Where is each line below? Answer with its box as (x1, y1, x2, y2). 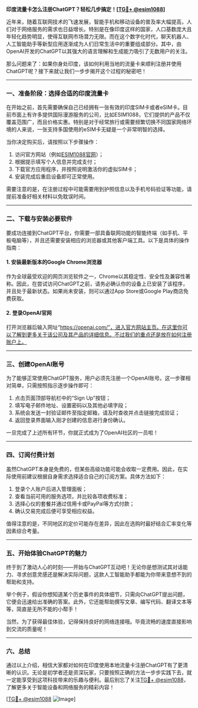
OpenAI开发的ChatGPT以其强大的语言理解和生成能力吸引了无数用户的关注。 (6, 48, 191, 55)
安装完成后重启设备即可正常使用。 (14, 173, 98, 180)
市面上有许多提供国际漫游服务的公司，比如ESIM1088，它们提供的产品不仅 (11, 111, 190, 118)
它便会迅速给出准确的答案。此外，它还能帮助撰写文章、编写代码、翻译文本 (6, 598, 187, 605)
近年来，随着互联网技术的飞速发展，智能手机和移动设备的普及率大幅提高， (6, 18, 187, 25)
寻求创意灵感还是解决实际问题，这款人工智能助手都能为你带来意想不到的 (16, 571, 192, 578)
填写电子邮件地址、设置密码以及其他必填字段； (14, 402, 128, 409)
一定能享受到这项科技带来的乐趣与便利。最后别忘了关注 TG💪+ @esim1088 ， (6, 676, 189, 683)
